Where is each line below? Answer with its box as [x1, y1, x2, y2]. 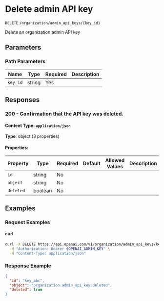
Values [106, 163, 123, 170]
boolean [33, 187, 52, 194]
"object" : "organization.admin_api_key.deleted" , [9, 283, 112, 288]
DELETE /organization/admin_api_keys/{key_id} [5, 21, 101, 25]
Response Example [5, 262, 52, 269]
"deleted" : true [9, 287, 42, 292]
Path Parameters [5, 58, 45, 65]
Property [7, 160, 29, 167]
